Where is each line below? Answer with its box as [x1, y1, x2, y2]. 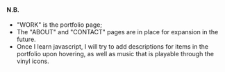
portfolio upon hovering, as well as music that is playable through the [16, 50, 215, 58]
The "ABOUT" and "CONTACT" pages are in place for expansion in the [16, 28, 219, 36]
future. [16, 35, 36, 44]
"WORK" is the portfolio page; [16, 21, 102, 29]
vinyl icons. [16, 57, 49, 65]
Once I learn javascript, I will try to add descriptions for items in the [16, 43, 209, 51]
